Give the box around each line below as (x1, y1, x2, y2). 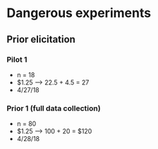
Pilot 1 (6, 55, 28, 65)
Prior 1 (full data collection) (6, 103, 101, 113)
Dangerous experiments (6, 5, 152, 21)
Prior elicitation (6, 33, 75, 45)
